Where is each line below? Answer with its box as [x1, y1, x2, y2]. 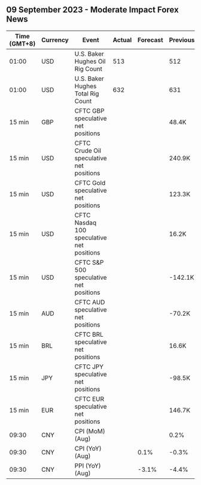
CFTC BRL [74, 330, 103, 339]
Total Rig [74, 89, 99, 98]
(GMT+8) [9, 39, 36, 47]
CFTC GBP [74, 106, 105, 115]
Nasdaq [74, 218, 97, 227]
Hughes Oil [74, 57, 106, 65]
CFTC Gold [74, 178, 106, 187]
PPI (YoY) [74, 462, 102, 470]
